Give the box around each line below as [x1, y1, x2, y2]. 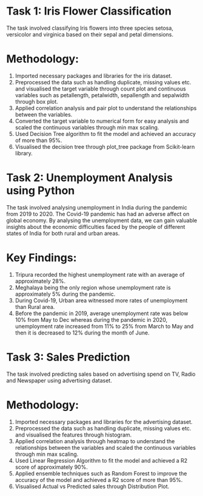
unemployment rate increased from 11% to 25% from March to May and [15, 322, 194, 330]
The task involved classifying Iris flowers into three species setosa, [6, 24, 174, 32]
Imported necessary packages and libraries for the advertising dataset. [15, 418, 193, 426]
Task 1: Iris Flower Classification [6, 4, 171, 18]
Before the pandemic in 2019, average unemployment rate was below [15, 310, 188, 317]
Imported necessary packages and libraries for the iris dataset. [15, 72, 173, 80]
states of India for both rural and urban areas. [6, 229, 120, 237]
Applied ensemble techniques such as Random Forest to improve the [15, 469, 187, 477]
